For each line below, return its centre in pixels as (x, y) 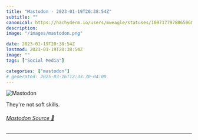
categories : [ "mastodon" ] (38, 71)
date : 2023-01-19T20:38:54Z (41, 44)
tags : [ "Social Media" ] (35, 60)
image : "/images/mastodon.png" (44, 34)
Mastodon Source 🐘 (30, 118)
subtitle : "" (22, 17)
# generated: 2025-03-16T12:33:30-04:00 (57, 76)
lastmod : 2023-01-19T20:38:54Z (44, 50)
